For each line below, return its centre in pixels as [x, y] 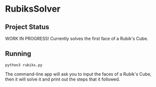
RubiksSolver [33, 9]
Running [18, 54]
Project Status [27, 27]
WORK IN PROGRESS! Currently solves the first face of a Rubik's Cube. [77, 38]
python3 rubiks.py [24, 65]
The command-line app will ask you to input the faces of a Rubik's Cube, [78, 74]
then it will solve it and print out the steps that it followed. [63, 79]
